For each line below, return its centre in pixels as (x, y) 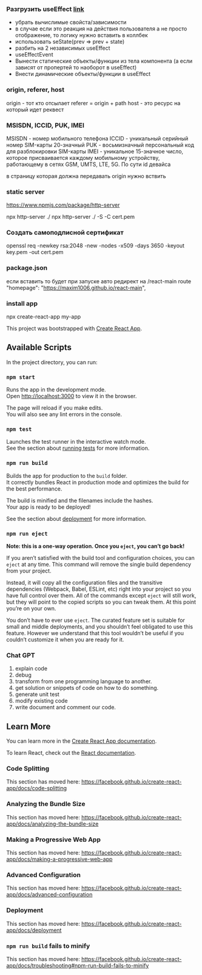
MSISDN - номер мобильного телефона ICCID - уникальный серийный (97, 138)
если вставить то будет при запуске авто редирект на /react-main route (99, 281)
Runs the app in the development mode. (56, 390)
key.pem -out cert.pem (35, 252)
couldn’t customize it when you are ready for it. (65, 639)
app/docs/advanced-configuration (49, 895)
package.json (27, 268)
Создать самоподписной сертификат (65, 233)
